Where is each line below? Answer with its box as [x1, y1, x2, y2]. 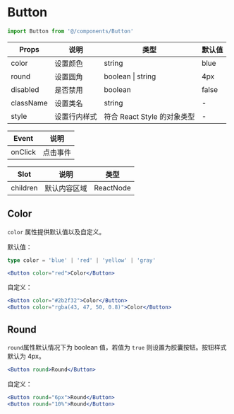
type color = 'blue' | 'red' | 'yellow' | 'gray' [7, 256, 156, 264]
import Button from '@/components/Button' [7, 28, 134, 35]
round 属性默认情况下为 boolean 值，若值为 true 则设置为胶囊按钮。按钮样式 [7, 343, 227, 351]
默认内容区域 [44, 183, 87, 193]
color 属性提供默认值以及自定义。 [7, 227, 106, 236]
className [11, 98, 48, 108]
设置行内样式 [54, 111, 97, 121]
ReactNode [94, 183, 132, 192]
